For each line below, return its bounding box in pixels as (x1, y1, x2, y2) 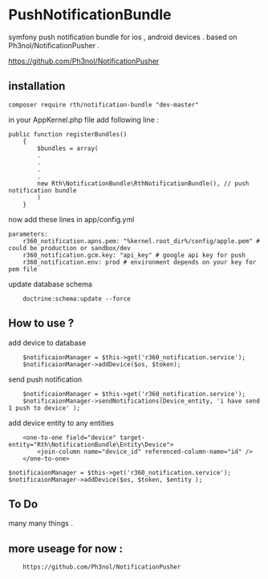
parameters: (8, 230, 48, 238)
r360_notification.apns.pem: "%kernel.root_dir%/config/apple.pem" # (22, 237, 261, 245)
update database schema (8, 279, 92, 289)
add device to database (8, 338, 87, 347)
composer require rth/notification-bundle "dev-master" (8, 100, 199, 109)
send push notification (8, 375, 83, 384)
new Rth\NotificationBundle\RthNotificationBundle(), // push (37, 179, 250, 188)
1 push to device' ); (8, 403, 81, 412)
